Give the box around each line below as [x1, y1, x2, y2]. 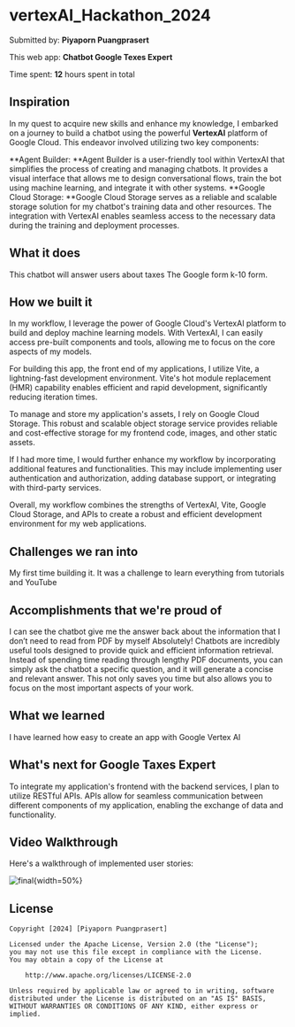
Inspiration [9, 95, 71, 110]
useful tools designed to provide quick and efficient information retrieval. [9, 645, 274, 655]
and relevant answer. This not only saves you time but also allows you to [9, 674, 272, 683]
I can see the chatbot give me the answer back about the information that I [9, 626, 281, 637]
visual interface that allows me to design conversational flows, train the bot [9, 173, 282, 183]
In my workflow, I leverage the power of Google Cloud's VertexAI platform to [9, 318, 287, 328]
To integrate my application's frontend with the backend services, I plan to [9, 781, 280, 791]
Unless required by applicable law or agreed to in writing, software [9, 986, 275, 996]
